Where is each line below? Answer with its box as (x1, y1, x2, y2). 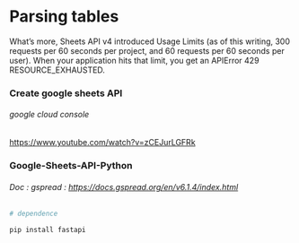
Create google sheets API (9, 87, 123, 100)
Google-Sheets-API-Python (9, 159, 133, 171)
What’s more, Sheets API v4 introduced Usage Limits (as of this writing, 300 (9, 36, 290, 47)
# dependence (9, 209, 58, 219)
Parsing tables (9, 6, 119, 27)
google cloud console (9, 109, 90, 120)
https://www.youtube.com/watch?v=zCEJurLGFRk (9, 137, 196, 148)
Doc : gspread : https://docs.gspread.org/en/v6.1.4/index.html (9, 181, 239, 192)
